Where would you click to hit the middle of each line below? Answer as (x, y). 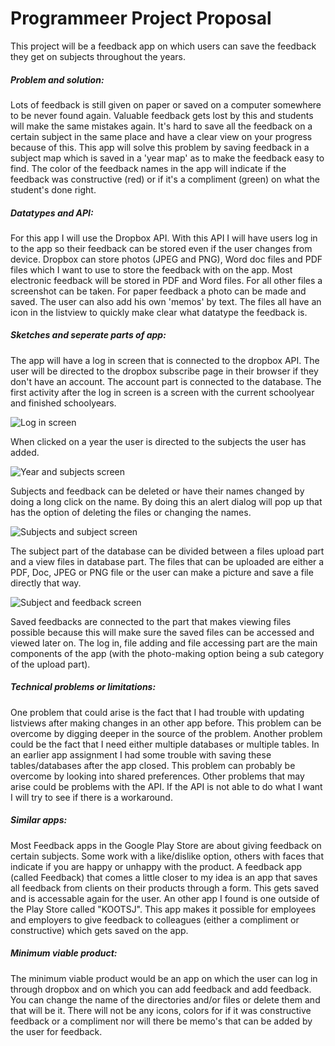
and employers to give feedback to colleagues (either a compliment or (155, 919)
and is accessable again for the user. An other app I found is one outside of (165, 898)
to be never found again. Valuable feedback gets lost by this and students (162, 115)
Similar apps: (39, 820)
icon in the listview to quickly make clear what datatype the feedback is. (159, 312)
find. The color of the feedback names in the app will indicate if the (148, 168)
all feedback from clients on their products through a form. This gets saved (165, 888)
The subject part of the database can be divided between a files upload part (167, 551)
